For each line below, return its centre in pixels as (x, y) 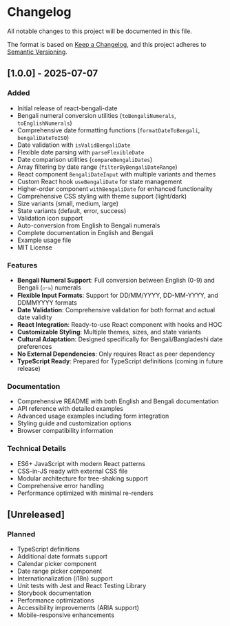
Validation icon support (50, 218)
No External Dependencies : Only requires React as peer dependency (116, 354)
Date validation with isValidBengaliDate (74, 145)
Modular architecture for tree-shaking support (82, 478)
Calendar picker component (56, 564)
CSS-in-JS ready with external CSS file (72, 471)
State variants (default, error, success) (72, 210)
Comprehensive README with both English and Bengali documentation (118, 401)
